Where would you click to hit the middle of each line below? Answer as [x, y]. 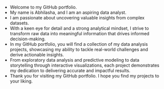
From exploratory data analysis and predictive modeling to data [75, 60]
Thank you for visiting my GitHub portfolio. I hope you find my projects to [84, 76]
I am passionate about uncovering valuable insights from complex [77, 18]
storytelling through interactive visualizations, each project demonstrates [84, 65]
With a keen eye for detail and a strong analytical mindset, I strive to [79, 28]
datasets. [19, 23]
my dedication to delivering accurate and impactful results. [70, 71]
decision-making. [28, 39]
